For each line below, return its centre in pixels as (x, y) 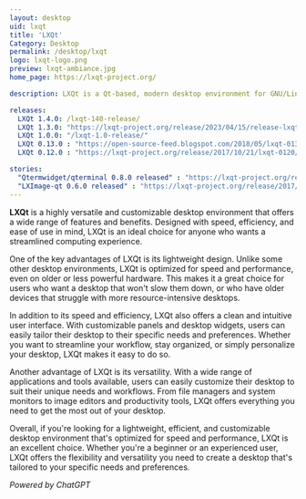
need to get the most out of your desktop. (88, 411)
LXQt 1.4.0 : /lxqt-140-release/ (79, 119)
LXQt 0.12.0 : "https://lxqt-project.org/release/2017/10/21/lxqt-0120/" (160, 153)
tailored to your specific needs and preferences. (100, 467)
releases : (28, 110)
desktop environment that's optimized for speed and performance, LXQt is (149, 438)
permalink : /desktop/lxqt (58, 52)
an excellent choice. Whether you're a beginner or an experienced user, (144, 447)
